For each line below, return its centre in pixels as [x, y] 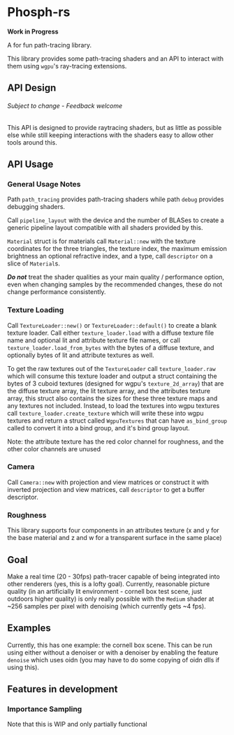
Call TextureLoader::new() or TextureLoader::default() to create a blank [112, 325]
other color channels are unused [54, 449]
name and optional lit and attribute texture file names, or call [94, 340]
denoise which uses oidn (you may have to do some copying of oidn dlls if [114, 660]
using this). [23, 667]
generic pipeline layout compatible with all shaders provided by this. [105, 228]
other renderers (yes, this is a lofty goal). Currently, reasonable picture [109, 583]
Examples [29, 628]
